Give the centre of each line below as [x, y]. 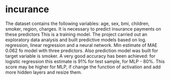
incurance [27, 9]
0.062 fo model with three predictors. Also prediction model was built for [82, 50]
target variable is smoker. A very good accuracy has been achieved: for [80, 56]
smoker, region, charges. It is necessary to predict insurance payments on [83, 29]
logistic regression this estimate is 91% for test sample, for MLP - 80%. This [85, 61]
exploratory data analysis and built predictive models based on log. [76, 40]
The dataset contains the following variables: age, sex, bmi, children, [77, 23]
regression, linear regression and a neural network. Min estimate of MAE [81, 45]
